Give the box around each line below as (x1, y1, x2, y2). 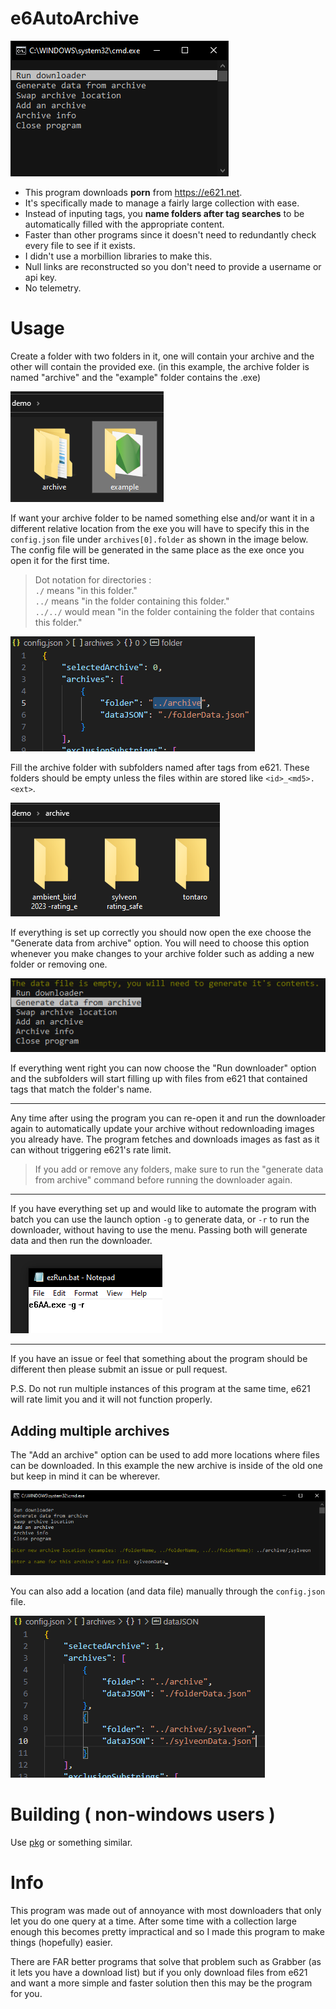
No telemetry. (24, 282, 82, 294)
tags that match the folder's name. (10, 1083, 153, 1096)
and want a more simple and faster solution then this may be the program (10, 1977, 313, 1989)
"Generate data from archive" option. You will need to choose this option (10, 937, 310, 949)
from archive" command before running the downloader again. (34, 1174, 293, 1186)
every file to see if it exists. (24, 239, 136, 251)
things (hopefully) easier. (10, 1936, 113, 1948)
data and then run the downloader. (10, 1235, 153, 1247)
